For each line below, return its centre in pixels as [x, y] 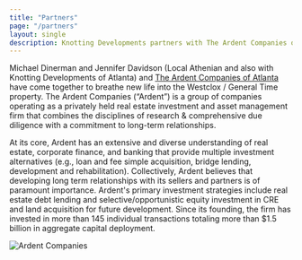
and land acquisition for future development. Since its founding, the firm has [150, 209]
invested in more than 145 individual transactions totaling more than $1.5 [143, 219]
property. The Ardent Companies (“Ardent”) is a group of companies [136, 97]
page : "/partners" [44, 26]
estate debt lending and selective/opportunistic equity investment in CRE [144, 200]
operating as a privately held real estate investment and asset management [149, 106]
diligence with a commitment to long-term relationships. [113, 126]
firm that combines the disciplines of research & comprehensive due [136, 116]
